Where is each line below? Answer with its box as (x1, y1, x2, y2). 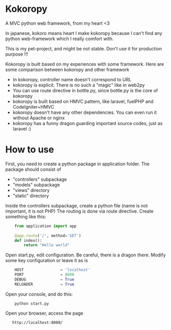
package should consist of (5, 166, 61, 172)
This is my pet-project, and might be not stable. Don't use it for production (5, 45, 162, 51)
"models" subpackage (12, 181, 60, 188)
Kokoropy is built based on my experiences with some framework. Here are (5, 61, 164, 67)
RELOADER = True (14, 282, 74, 287)
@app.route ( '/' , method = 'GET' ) (14, 233, 81, 238)
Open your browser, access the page (5, 310, 83, 316)
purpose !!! (5, 51, 28, 57)
